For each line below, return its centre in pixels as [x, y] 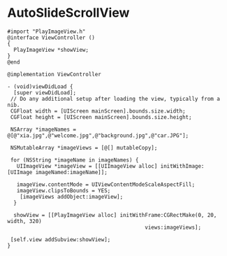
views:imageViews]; [173, 227]
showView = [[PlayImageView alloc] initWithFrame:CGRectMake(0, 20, [115, 215]
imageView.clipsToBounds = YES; [64, 190]
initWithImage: [182, 166]
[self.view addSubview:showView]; [60, 239]
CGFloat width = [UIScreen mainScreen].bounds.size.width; [98, 111]
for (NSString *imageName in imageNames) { [74, 160]
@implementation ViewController [54, 74]
